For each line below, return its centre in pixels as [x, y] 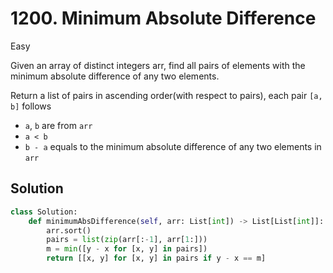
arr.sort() [69, 230]
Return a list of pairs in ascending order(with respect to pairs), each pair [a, [166, 95]
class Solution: [44, 212]
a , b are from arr [58, 125]
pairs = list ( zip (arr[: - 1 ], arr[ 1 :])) [127, 240]
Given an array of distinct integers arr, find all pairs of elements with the [158, 65]
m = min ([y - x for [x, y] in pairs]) [127, 249]
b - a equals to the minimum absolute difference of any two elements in [173, 146]
